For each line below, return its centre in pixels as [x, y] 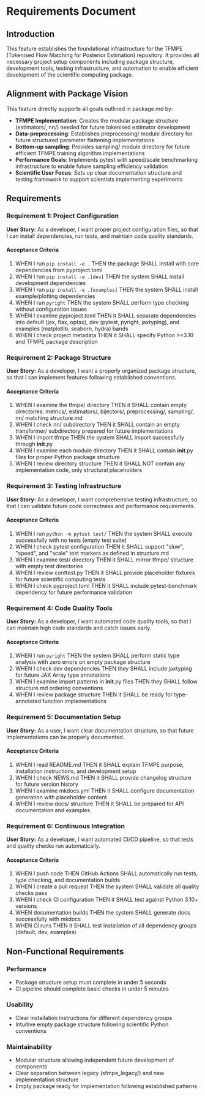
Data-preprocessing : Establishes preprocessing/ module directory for [104, 134]
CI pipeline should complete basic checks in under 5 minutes [92, 989]
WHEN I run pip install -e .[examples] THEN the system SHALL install [106, 289]
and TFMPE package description [56, 341]
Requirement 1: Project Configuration [63, 216]
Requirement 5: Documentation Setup [64, 717]
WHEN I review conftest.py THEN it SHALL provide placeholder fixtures [105, 573]
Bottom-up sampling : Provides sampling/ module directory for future [102, 147]
